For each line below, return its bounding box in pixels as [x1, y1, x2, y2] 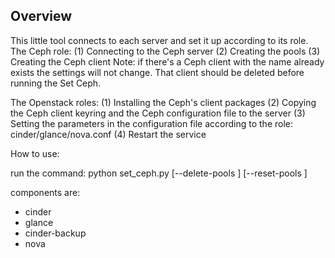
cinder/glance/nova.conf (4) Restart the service [10, 128, 207, 140]
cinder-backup [24, 227, 87, 239]
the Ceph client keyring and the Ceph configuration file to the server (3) [10, 107, 306, 119]
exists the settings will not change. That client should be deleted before [10, 66, 305, 78]
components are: [10, 186, 81, 198]
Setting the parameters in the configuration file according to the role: [10, 117, 294, 129]
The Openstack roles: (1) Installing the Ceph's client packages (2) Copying [10, 96, 317, 108]
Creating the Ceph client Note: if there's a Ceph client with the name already [10, 55, 325, 68]
